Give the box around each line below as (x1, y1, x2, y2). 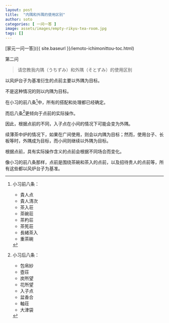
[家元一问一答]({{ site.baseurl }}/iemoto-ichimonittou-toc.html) (5, 45, 134, 51)
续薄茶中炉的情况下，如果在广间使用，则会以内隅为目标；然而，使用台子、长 (5, 132, 164, 138)
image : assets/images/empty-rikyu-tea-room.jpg (5, 26, 107, 31)
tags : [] (5, 31, 24, 36)
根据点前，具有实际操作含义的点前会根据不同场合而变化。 (5, 148, 124, 154)
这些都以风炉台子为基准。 (9, 166, 63, 172)
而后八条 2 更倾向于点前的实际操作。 (5, 109, 78, 116)
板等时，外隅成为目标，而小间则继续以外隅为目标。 (5, 138, 111, 144)
